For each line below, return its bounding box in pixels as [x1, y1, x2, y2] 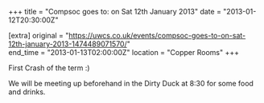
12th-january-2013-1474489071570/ [8, 39, 127, 49]
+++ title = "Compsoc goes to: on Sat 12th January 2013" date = [8, 7, 221, 16]
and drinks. [8, 87, 46, 97]
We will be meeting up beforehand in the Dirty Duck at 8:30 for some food [8, 79, 254, 88]
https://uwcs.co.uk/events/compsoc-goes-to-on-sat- [68, 31, 246, 40]
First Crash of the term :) [8, 63, 90, 73]
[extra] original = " [8, 31, 69, 40]
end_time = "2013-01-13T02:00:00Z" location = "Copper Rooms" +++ [8, 48, 240, 57]
